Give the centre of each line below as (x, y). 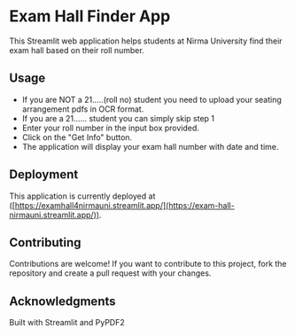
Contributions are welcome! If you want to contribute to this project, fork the (148, 264)
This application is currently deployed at (82, 196)
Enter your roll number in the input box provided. (110, 128)
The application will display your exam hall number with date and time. (150, 146)
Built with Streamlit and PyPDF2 (67, 323)
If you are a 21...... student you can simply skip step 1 (118, 118)
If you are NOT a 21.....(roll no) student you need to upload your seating (151, 99)
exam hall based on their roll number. (77, 50)
